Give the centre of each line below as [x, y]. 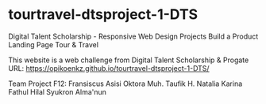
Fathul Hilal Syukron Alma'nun [58, 91]
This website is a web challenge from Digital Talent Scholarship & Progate [129, 60]
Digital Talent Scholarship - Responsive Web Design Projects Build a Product [133, 36]
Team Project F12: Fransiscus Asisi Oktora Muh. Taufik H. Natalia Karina [125, 84]
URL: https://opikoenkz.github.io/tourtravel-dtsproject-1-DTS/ [109, 68]
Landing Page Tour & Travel [54, 44]
